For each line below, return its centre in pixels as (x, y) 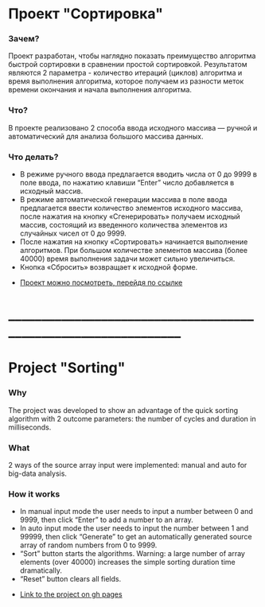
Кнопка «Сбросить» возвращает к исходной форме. (109, 267)
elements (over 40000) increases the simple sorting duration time (128, 562)
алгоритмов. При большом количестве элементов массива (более (134, 251)
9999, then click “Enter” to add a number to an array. (106, 520)
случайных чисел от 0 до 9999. (73, 233)
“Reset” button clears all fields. (70, 579)
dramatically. (41, 570)
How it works (34, 494)
